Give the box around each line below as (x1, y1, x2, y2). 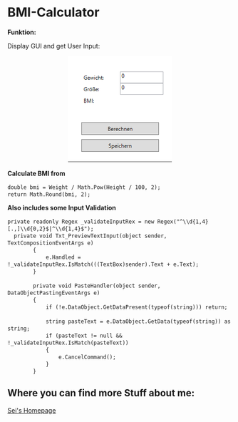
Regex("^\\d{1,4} (157, 218, 209, 225)
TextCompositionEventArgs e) (7, 240, 94, 247)
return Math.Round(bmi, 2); (7, 190, 91, 198)
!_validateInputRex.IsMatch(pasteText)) (7, 339, 130, 346)
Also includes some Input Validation (7, 203, 116, 212)
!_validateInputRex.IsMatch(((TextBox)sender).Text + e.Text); (7, 261, 200, 268)
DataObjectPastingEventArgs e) (7, 289, 100, 297)
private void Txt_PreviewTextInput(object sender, (14, 232, 167, 240)
